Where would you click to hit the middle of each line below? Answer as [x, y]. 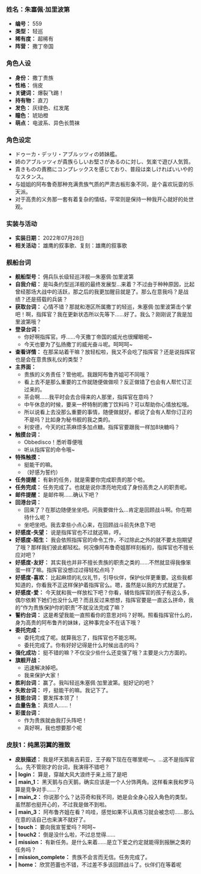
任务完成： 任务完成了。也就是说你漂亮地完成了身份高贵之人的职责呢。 [102, 487]
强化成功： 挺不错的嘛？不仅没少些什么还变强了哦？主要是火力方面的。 [102, 653]
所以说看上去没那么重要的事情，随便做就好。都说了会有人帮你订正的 [108, 412]
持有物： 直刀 [31, 100]
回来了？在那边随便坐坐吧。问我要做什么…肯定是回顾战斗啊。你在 [105, 510]
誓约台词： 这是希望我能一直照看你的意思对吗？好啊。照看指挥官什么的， [105, 615]
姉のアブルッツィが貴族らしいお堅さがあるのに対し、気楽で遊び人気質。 [104, 161]
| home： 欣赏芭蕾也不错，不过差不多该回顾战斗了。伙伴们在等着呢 [98, 864]
